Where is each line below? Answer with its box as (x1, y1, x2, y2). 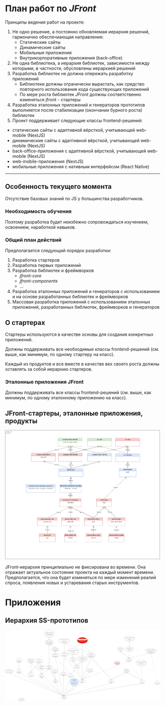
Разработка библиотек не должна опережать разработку (12, 70, 134, 76)
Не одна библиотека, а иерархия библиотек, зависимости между (12, 60, 150, 66)
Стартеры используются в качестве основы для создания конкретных (5, 331, 154, 337)
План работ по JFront (5, 3, 97, 14)
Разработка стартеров (12, 257, 60, 263)
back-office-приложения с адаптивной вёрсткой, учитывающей (12, 148, 146, 154)
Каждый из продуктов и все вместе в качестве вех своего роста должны (5, 361, 160, 367)
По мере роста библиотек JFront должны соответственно (19, 91, 141, 97)
